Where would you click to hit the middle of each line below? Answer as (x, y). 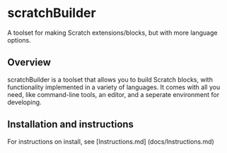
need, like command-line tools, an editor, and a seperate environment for (113, 94)
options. (19, 40)
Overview (29, 63)
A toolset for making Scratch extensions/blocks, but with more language (112, 33)
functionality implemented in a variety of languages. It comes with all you (114, 87)
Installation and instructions (71, 124)
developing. (24, 102)
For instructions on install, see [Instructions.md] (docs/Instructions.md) (111, 141)
